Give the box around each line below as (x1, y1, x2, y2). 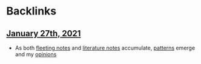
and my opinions (15, 51, 57, 58)
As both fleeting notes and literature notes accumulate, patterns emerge (15, 44, 196, 51)
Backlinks (6, 4, 57, 18)
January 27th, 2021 (6, 28, 81, 39)
